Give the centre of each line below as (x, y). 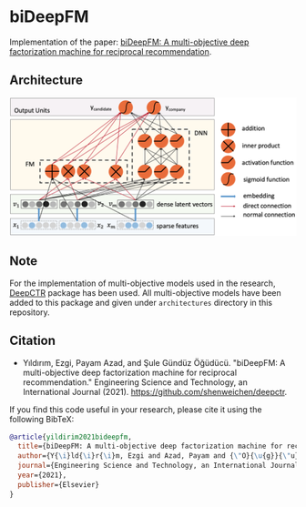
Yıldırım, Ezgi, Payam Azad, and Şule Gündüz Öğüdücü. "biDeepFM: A (154, 362)
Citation (33, 341)
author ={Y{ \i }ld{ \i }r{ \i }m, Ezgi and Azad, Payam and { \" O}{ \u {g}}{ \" (154, 456)
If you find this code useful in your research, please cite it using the (136, 409)
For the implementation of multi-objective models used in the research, (143, 283)
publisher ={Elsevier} (59, 484)
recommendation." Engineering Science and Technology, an (135, 382)
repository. (30, 312)
